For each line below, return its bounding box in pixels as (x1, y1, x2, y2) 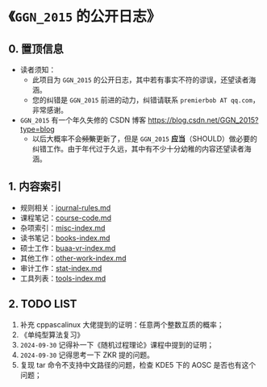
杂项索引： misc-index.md (19, 223, 106, 232)
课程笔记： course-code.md (19, 213, 111, 223)
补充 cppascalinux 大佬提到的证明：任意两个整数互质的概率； (19, 319, 224, 329)
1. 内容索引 (8, 180, 62, 193)
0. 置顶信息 (8, 42, 64, 56)
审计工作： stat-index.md (19, 263, 102, 273)
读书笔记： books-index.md (19, 233, 111, 243)
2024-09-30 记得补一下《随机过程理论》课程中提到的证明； (19, 339, 215, 349)
